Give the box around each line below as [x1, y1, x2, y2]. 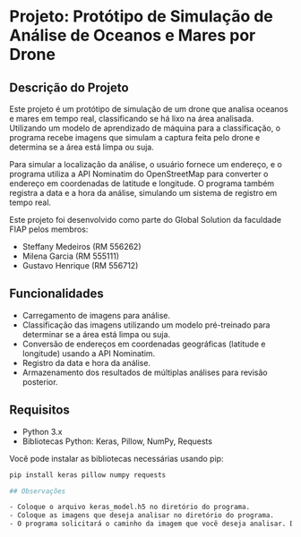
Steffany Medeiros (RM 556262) [21, 242, 142, 251]
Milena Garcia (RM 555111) [21, 251, 119, 261]
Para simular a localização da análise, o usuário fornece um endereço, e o [9, 159, 282, 169]
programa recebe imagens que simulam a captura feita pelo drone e [9, 132, 261, 142]
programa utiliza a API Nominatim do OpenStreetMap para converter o [9, 168, 269, 179]
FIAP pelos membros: [9, 224, 89, 234]
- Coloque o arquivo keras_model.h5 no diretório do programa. [9, 503, 251, 512]
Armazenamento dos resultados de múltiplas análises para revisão [21, 367, 268, 378]
